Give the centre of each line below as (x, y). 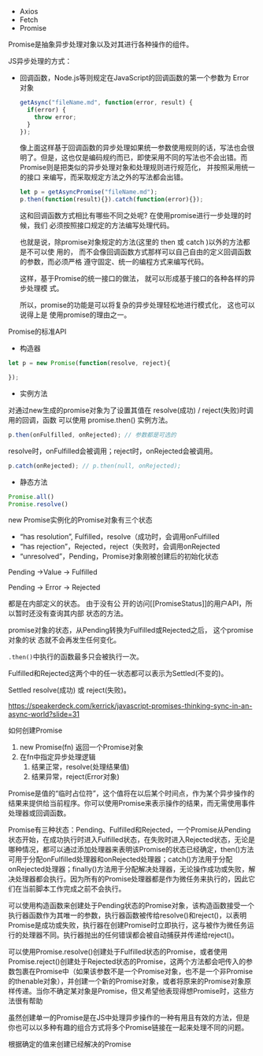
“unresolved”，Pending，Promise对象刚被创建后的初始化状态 (119, 556)
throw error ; (56, 117)
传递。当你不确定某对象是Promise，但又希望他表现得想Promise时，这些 (131, 991)
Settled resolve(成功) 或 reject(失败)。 (70, 690)
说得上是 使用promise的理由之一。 (75, 315)
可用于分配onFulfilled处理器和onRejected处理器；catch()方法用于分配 (120, 859)
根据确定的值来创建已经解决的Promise (70, 1044)
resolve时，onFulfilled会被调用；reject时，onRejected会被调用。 (113, 451)
